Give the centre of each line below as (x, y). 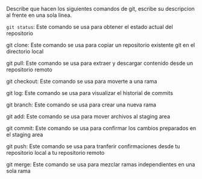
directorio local (25, 51)
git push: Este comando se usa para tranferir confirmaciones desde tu (93, 146)
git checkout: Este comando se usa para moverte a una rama (82, 81)
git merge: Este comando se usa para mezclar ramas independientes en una (101, 164)
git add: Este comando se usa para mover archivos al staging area (88, 116)
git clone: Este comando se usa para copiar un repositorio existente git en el (101, 45)
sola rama (19, 171)
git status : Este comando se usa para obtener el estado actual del (90, 27)
